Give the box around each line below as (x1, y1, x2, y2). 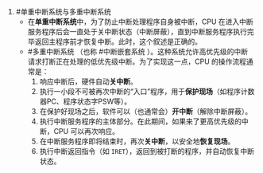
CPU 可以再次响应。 (53, 127, 119, 136)
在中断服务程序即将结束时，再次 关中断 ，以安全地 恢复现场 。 (39, 136, 235, 146)
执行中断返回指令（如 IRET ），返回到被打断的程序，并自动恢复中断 (39, 147, 254, 155)
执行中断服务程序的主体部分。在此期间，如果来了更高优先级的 (39, 116, 242, 126)
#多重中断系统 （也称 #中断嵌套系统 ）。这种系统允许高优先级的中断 (27, 47, 249, 56)
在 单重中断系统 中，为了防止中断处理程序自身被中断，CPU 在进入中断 (27, 17, 254, 26)
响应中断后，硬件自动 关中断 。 (39, 77, 137, 86)
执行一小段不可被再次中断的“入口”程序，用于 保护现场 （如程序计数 (39, 87, 255, 96)
